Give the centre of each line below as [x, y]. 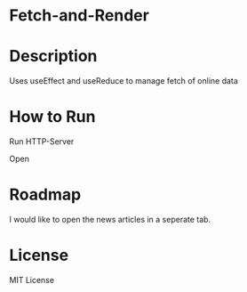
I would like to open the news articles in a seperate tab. [110, 219]
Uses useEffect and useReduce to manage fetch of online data [123, 81]
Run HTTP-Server [42, 142]
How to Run [52, 117]
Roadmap [45, 195]
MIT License [32, 280]
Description [53, 57]
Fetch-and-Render [79, 16]
